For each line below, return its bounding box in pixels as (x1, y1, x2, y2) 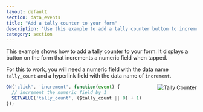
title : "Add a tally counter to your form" (6, 20, 118, 26)
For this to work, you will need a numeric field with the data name (6, 66, 169, 73)
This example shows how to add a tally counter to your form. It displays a (6, 48, 188, 55)
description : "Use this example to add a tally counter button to (6, 25, 177, 32)
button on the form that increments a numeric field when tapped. (6, 54, 168, 61)
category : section (6, 31, 53, 37)
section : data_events (6, 14, 61, 20)
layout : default (6, 8, 47, 15)
